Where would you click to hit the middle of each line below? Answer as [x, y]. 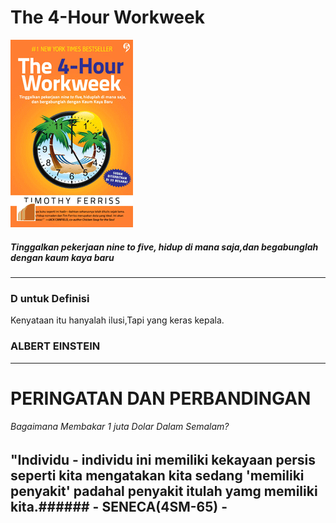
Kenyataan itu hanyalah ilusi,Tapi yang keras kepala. [117, 320]
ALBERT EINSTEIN [55, 346]
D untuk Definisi [50, 298]
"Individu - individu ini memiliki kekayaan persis [163, 459]
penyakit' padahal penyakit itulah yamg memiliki [164, 491]
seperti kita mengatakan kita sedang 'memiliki [157, 475]
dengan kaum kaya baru [62, 257]
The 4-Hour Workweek [107, 17]
